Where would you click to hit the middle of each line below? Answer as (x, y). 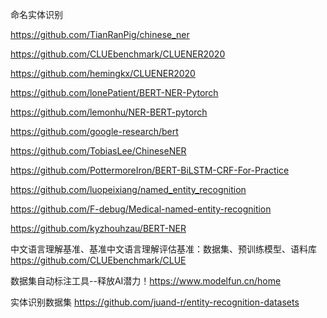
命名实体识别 (36, 14)
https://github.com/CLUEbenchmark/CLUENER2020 (118, 54)
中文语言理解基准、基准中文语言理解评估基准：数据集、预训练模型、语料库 (163, 249)
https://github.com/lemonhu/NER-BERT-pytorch (109, 112)
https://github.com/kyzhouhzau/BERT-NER (98, 228)
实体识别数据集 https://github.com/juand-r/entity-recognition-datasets (155, 302)
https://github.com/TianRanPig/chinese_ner (100, 34)
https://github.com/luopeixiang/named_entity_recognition (128, 189)
